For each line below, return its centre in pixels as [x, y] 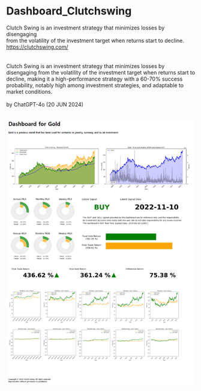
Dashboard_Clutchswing [69, 11]
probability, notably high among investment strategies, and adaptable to [95, 85]
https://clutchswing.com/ [37, 47]
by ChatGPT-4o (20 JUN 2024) [45, 104]
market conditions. [29, 91]
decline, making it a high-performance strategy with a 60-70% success [94, 79]
